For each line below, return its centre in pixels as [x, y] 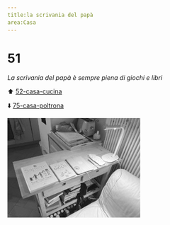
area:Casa [22, 22]
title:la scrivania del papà [50, 15]
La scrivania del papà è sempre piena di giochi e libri [85, 78]
